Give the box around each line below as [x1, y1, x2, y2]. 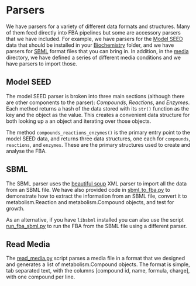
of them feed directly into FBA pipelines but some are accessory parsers [6, 29, 181, 36]
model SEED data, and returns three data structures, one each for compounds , [6, 135, 191, 142]
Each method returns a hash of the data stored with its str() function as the [6, 105, 189, 112]
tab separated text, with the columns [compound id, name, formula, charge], [6, 267, 190, 274]
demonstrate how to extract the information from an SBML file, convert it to [6, 192, 187, 199]
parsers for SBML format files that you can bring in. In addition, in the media [6, 47, 189, 54]
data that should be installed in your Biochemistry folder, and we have [6, 42, 174, 49]
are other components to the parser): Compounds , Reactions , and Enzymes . [6, 99, 190, 106]
